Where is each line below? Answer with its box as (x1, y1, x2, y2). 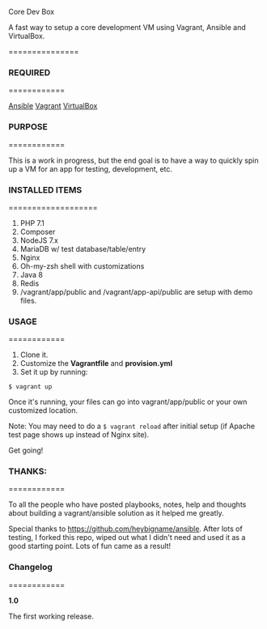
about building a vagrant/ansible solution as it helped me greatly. (8, 508, 224, 518)
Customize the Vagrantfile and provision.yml (19, 359, 172, 368)
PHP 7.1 (19, 218, 44, 227)
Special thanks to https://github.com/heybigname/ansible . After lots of (8, 524, 243, 533)
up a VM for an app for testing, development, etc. (8, 164, 172, 173)
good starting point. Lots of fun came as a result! (8, 542, 172, 551)
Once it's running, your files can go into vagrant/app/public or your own (8, 397, 248, 407)
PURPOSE (8, 121, 49, 133)
